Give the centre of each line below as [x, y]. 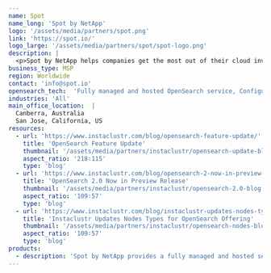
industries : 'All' [39, 99]
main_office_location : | [52, 106]
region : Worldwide [39, 76]
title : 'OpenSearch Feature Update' [85, 143]
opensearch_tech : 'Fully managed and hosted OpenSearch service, [122, 91]
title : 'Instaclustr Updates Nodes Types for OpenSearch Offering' [138, 219]
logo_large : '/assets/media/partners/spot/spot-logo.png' [108, 46]
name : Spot [27, 16]
